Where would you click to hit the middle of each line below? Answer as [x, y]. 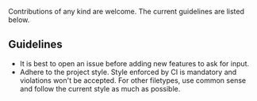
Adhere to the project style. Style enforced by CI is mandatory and [128, 72]
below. [19, 20]
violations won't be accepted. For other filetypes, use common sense [133, 80]
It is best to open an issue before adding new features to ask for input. [134, 63]
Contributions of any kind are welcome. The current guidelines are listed [126, 11]
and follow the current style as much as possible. [100, 88]
